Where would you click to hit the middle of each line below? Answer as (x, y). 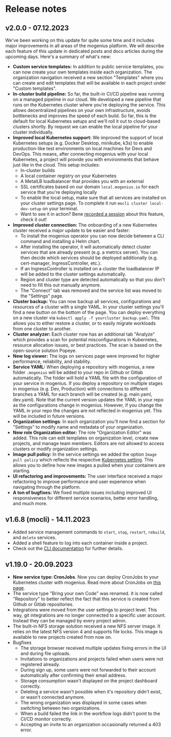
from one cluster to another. (42, 329)
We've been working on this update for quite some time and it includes (80, 40)
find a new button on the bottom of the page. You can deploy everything (89, 312)
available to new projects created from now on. (62, 637)
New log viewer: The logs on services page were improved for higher (86, 356)
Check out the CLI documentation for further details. (68, 548)
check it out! (34, 219)
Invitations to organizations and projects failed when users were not (92, 659)
